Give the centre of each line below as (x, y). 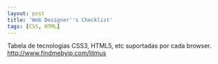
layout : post (26, 13)
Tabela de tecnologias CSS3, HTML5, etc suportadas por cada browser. (109, 46)
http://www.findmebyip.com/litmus (57, 53)
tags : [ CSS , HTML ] (34, 26)
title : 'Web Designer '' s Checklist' (60, 20)
